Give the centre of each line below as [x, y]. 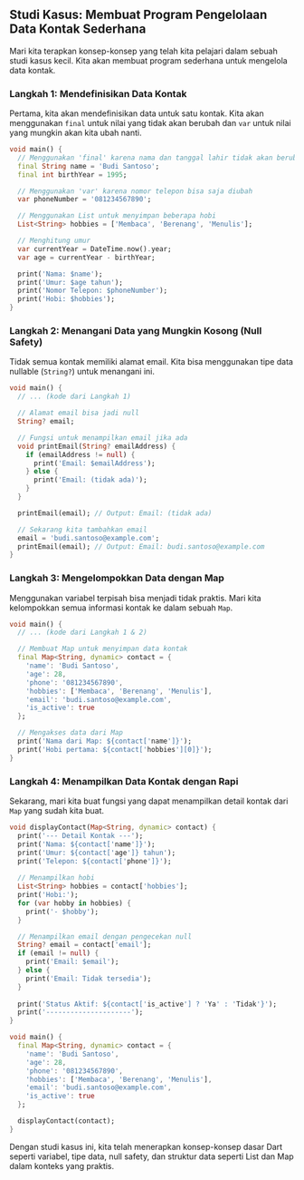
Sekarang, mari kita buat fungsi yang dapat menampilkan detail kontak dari [149, 801]
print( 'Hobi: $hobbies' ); [66, 299]
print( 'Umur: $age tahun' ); [71, 282]
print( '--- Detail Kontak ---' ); [81, 835]
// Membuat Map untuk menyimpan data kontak [103, 649]
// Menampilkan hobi [56, 878]
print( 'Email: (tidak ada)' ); [90, 480]
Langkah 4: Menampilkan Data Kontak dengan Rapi [124, 781]
